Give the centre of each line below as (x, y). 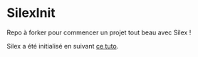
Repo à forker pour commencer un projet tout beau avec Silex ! (99, 32)
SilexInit (31, 13)
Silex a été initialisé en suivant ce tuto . (63, 46)
